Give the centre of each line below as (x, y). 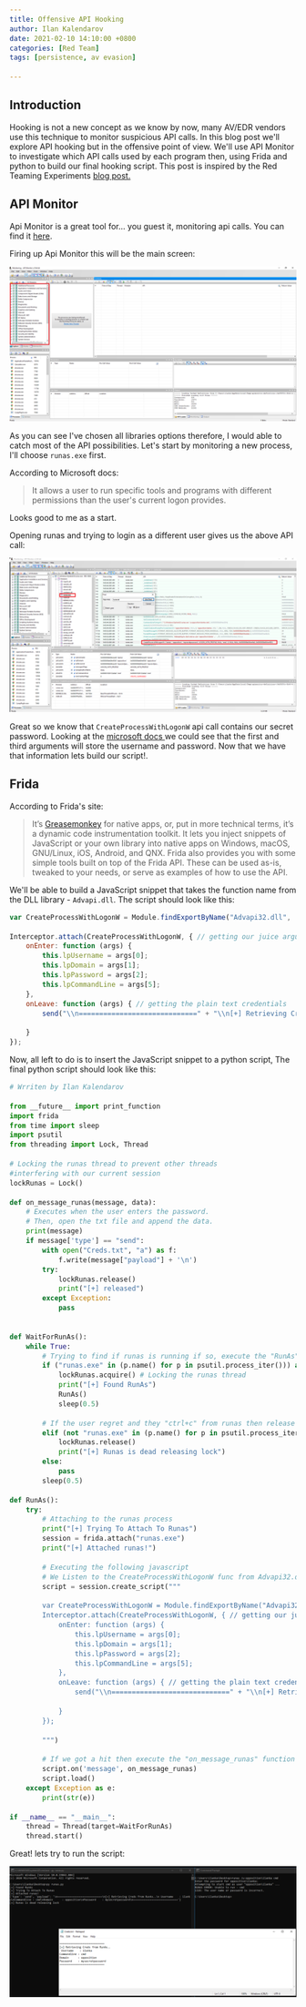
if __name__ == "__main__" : (63, 1817)
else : (53, 1462)
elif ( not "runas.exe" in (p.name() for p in (130, 1433)
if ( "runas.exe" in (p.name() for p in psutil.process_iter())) (167, 1366)
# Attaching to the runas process (107, 1519)
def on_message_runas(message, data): (83, 1202)
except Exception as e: (71, 1788)
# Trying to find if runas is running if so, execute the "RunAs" (171, 1356)
